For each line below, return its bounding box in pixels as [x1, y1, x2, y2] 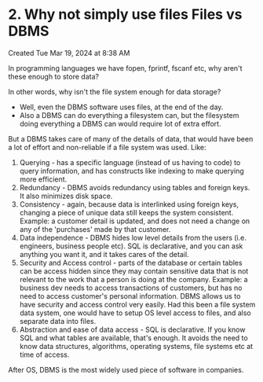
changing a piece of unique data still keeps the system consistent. [19, 208, 234, 217]
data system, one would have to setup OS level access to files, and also [19, 308, 251, 318]
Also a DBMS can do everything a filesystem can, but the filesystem [19, 110, 239, 119]
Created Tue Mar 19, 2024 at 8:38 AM [8, 48, 130, 57]
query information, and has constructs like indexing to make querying [19, 166, 245, 175]
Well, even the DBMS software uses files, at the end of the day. [19, 102, 224, 112]
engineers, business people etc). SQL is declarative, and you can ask [19, 241, 243, 251]
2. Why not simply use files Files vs [8, 6, 243, 24]
